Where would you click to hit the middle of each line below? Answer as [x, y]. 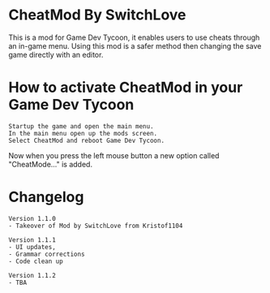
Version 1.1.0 [32, 218]
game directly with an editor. [56, 54]
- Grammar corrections [47, 254]
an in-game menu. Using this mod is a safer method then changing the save [135, 45]
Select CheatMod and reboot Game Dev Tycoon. [86, 140]
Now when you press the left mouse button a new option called [114, 155]
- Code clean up [36, 261]
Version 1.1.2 [32, 275]
